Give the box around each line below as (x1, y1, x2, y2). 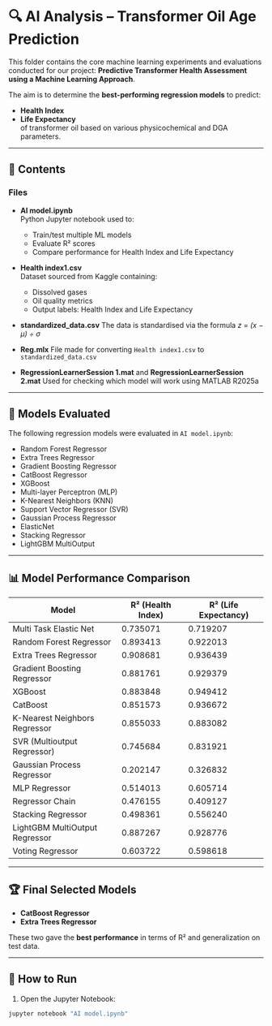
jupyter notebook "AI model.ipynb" (8, 1009, 129, 1018)
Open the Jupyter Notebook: (19, 994, 116, 1003)
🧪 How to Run (8, 972, 78, 986)
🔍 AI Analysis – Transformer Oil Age (8, 7, 257, 26)
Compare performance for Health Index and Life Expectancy (32, 247, 234, 256)
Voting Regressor (12, 846, 79, 857)
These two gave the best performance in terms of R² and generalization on (8, 933, 261, 942)
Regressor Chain (12, 795, 76, 807)
